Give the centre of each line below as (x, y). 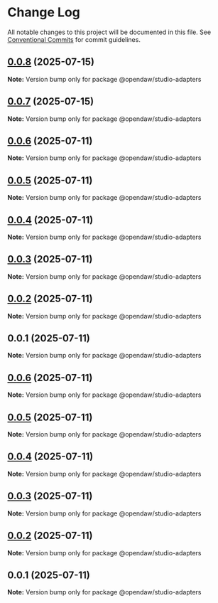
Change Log (44, 12)
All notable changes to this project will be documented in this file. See (109, 32)
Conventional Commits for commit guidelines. (74, 39)
